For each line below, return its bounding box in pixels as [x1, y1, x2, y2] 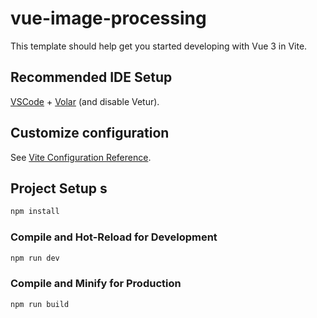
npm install [10, 207, 60, 217]
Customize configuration [10, 125, 170, 142]
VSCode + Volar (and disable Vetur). [10, 95, 160, 107]
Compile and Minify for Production [10, 277, 182, 291]
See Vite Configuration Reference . [10, 151, 152, 163]
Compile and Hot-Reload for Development [10, 230, 218, 244]
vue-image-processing [10, 7, 207, 30]
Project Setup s [10, 180, 108, 197]
